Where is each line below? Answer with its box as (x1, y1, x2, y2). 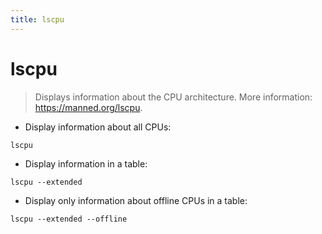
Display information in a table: (24, 157, 148, 170)
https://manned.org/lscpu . (34, 101, 143, 113)
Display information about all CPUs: (24, 121, 172, 133)
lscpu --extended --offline (10, 214, 128, 224)
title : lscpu (10, 14, 65, 25)
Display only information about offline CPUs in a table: (24, 194, 248, 206)
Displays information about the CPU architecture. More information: (34, 91, 313, 103)
